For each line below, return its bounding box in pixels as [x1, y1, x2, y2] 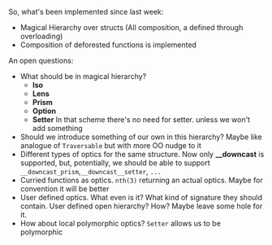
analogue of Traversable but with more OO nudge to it [19, 141, 201, 150]
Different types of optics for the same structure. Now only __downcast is [19, 150, 265, 159]
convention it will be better [19, 184, 110, 194]
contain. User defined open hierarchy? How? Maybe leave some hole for [19, 201, 263, 211]
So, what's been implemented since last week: [8, 7, 164, 16]
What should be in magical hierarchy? [19, 72, 147, 81]
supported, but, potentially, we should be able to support [19, 158, 210, 168]
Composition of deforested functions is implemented [19, 40, 197, 50]
